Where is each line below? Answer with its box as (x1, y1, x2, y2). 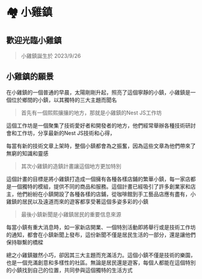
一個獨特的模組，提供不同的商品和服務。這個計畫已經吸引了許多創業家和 (11, 183, 191, 190)
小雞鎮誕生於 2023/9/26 (20, 52, 81, 59)
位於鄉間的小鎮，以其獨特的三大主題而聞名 (11, 96, 117, 103)
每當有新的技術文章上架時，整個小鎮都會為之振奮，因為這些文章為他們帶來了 (6, 142, 196, 149)
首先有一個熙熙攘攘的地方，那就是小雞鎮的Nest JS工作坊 (20, 109, 162, 116)
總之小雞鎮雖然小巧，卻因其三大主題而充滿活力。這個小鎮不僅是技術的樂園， (6, 251, 196, 259)
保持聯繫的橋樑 (6, 239, 43, 246)
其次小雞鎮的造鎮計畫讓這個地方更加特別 (20, 162, 121, 169)
